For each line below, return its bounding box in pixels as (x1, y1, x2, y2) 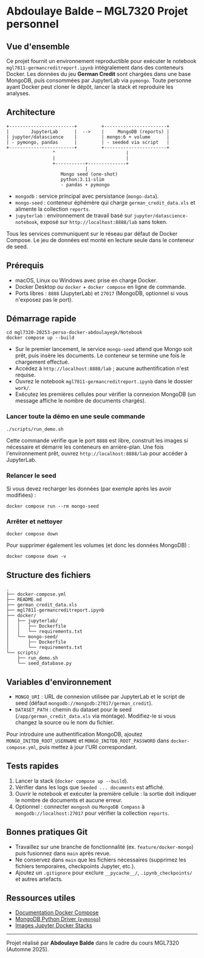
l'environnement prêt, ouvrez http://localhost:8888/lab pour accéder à (6, 449, 188, 457)
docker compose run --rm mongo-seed (6, 503, 99, 509)
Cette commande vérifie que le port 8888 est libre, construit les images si (6, 437, 188, 444)
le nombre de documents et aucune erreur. (15, 797, 123, 804)
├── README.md (6, 597, 42, 603)
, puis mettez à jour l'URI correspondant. (36, 743, 138, 750)
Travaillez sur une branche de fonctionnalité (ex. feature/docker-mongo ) (15, 843, 194, 851)
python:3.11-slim (60, 176, 104, 183)
